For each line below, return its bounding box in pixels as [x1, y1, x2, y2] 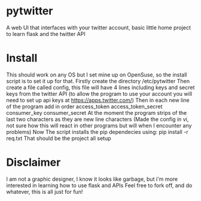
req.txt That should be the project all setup [6, 135, 112, 142]
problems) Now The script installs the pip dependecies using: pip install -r [6, 128, 188, 135]
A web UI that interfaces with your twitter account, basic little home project [6, 24, 191, 31]
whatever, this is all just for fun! [6, 188, 83, 195]
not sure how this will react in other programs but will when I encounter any [6, 121, 192, 129]
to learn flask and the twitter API [6, 30, 86, 37]
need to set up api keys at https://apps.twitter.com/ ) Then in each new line [6, 96, 190, 103]
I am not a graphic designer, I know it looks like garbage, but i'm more [6, 175, 178, 182]
